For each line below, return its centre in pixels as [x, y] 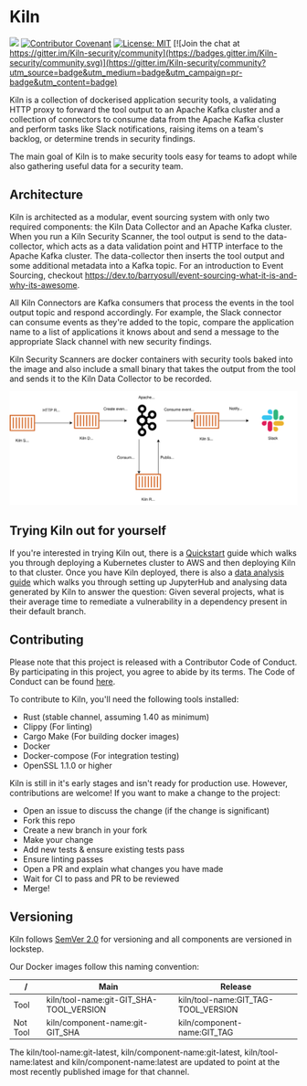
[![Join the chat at [206, 43]
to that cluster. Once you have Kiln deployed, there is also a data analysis [147, 572]
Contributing [47, 640]
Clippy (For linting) [58, 726]
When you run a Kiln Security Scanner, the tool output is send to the [137, 236]
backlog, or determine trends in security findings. [102, 138]
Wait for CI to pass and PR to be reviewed [101, 878]
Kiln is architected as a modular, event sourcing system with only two [139, 217]
